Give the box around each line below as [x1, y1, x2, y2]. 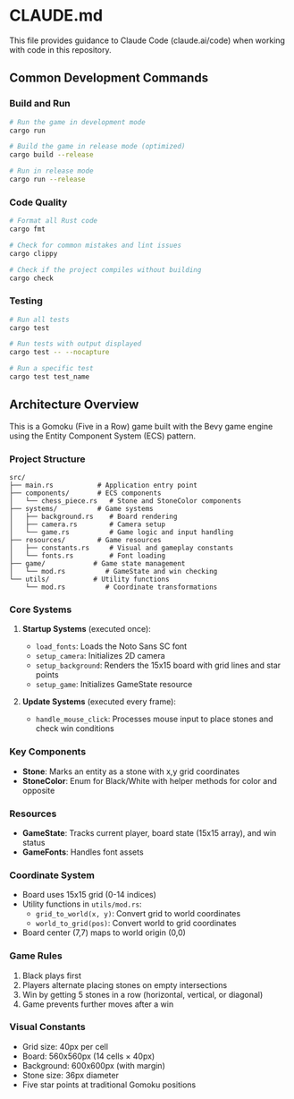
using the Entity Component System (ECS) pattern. [9, 430, 197, 441]
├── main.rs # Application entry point [9, 481, 198, 490]
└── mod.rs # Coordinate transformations [25, 583, 218, 592]
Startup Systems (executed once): [21, 624, 152, 635]
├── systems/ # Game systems [9, 505, 154, 514]
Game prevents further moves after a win [21, 999, 174, 1010]
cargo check [9, 274, 54, 283]
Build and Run [9, 98, 71, 110]
